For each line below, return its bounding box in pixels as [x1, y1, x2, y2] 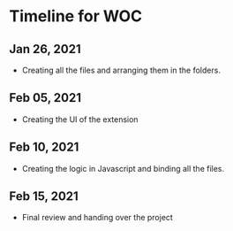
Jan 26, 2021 [9, 42, 81, 57]
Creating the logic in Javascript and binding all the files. [21, 163, 225, 173]
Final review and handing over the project [21, 212, 174, 223]
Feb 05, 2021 [9, 90, 82, 105]
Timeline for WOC [9, 6, 143, 27]
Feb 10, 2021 [9, 140, 79, 155]
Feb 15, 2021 [9, 189, 79, 204]
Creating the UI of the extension [21, 113, 139, 125]
